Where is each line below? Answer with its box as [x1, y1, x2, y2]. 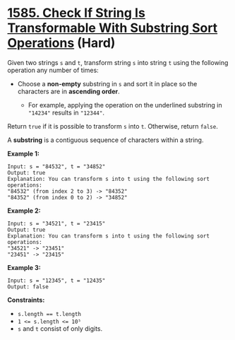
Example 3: [7, 263, 41, 271]
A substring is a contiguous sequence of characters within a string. [7, 136, 204, 144]
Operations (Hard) [7, 35, 116, 51]
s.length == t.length [17, 310, 81, 317]
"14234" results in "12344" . [28, 108, 104, 117]
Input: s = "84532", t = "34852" [7, 163, 106, 170]
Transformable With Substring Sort [7, 20, 218, 36]
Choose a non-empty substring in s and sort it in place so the [17, 79, 198, 88]
